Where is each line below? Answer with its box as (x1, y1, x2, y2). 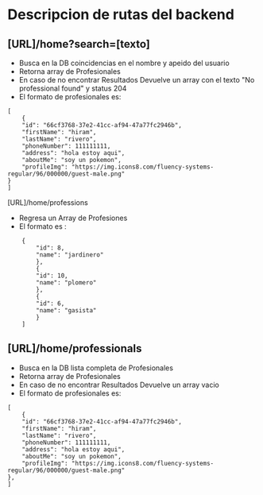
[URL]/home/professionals (7, 342, 142, 355)
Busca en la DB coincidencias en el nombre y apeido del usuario (18, 58, 230, 68)
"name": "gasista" (36, 307, 97, 315)
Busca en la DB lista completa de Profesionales (18, 363, 174, 373)
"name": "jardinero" (36, 251, 104, 259)
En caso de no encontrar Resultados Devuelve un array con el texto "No (18, 75, 255, 84)
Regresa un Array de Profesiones (18, 213, 128, 222)
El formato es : (18, 222, 67, 231)
